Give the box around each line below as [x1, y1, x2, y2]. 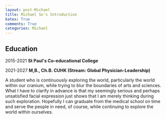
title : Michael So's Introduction [5, 12, 77, 17]
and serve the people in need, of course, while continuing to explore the [5, 103, 154, 109]
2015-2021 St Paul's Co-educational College [5, 57, 98, 63]
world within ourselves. [5, 108, 53, 115]
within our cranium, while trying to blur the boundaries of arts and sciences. [5, 82, 161, 88]
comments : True [5, 21, 37, 26]
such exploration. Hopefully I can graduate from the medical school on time [5, 98, 161, 104]
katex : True [5, 16, 30, 21]
